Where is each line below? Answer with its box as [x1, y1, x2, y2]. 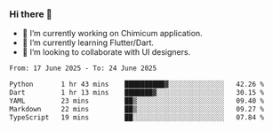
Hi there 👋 [9, 8, 53, 20]
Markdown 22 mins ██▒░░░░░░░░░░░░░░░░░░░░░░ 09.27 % [9, 104, 265, 113]
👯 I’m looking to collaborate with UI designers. [21, 47, 191, 58]
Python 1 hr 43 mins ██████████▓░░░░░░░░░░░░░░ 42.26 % [9, 80, 265, 89]
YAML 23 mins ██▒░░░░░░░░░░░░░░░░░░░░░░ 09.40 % [9, 96, 265, 105]
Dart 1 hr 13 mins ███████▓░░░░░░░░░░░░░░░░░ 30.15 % [9, 89, 265, 97]
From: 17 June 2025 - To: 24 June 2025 [9, 64, 157, 73]
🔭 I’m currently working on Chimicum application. [21, 28, 203, 39]
